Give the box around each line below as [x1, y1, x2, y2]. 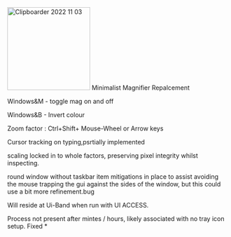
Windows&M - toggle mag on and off [7, 97, 114, 105]
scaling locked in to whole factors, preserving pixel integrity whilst [7, 151, 198, 160]
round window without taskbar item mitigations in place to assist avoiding [7, 172, 219, 181]
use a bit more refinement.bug [7, 187, 94, 196]
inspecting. [7, 159, 40, 167]
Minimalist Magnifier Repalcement [91, 83, 190, 92]
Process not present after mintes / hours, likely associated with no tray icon [7, 215, 225, 223]
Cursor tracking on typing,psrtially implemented [7, 138, 146, 146]
